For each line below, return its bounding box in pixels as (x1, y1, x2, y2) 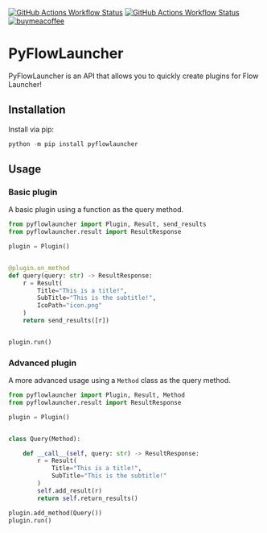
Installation (8, 103, 66, 117)
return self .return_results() (37, 494, 138, 502)
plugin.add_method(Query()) (8, 509, 103, 517)
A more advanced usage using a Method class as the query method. (8, 376, 231, 385)
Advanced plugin (8, 357, 77, 369)
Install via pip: (8, 124, 55, 134)
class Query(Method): (8, 435, 81, 443)
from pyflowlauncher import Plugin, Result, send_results (8, 220, 207, 229)
